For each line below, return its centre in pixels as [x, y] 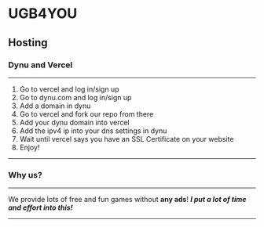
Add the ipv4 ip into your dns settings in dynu [93, 131]
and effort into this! [40, 207]
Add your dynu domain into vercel [74, 122]
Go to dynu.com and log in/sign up [75, 97]
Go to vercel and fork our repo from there [86, 113]
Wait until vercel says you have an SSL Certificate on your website [126, 139]
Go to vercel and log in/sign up [69, 89]
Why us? [26, 175]
